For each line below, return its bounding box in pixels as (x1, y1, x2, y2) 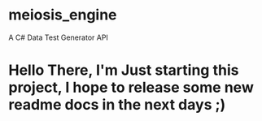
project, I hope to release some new (8, 79, 254, 97)
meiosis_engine (8, 6, 117, 24)
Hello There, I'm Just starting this (8, 61, 239, 80)
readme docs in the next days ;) (8, 96, 226, 115)
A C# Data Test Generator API (8, 32, 108, 42)
